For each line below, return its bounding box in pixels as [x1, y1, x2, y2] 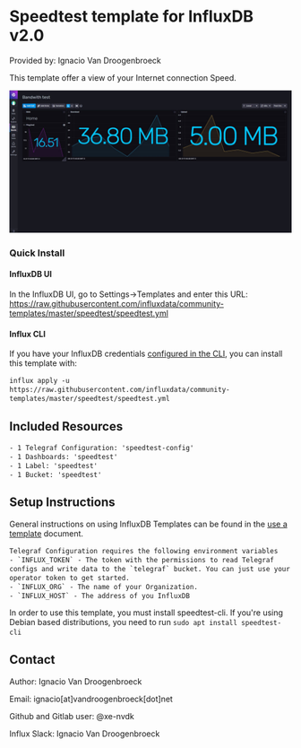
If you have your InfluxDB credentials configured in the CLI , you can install [9, 348, 283, 360]
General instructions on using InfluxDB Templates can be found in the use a [9, 518, 288, 529]
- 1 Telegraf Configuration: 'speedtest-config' [9, 444, 194, 453]
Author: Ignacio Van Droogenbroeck [9, 675, 142, 687]
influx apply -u [9, 377, 70, 386]
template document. [9, 527, 83, 539]
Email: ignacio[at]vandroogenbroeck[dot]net [9, 693, 173, 704]
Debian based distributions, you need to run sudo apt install [9, 616, 237, 627]
